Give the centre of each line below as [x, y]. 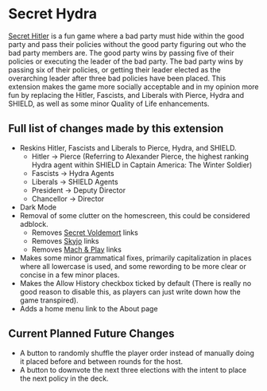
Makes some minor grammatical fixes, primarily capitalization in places [135, 258]
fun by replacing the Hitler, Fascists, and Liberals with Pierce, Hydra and [126, 95]
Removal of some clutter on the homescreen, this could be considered [135, 215]
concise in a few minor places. [70, 275]
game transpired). [49, 300]
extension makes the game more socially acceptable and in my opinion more [134, 86]
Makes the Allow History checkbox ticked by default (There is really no [135, 283]
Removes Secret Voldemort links [85, 233]
